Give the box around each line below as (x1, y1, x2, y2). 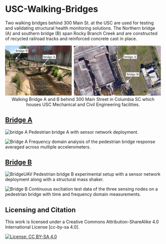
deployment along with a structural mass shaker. (5, 177, 104, 183)
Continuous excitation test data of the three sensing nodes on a (29, 186, 158, 192)
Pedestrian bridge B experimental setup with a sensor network (33, 171, 161, 177)
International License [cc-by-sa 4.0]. (5, 224, 80, 230)
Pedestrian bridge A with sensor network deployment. (29, 129, 139, 135)
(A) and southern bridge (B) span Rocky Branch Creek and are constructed (5, 30, 158, 36)
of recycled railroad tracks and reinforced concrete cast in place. (5, 36, 137, 42)
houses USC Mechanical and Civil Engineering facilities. (26, 101, 140, 107)
